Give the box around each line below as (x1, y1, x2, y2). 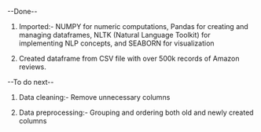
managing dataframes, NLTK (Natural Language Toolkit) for (18, 31, 211, 39)
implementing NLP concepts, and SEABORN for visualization (18, 38, 215, 48)
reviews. (18, 62, 46, 71)
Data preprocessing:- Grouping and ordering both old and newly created (18, 108, 254, 117)
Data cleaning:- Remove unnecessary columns (18, 93, 171, 101)
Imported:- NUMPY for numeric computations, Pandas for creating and (18, 22, 248, 31)
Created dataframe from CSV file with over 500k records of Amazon (18, 54, 240, 63)
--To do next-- (7, 78, 54, 86)
